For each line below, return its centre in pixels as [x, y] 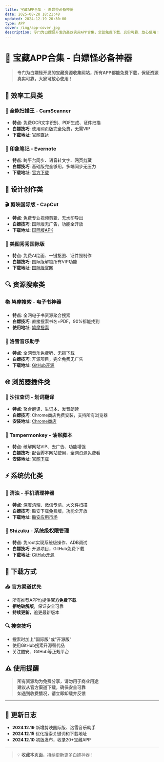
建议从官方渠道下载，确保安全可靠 [51, 687]
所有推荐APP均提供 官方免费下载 [44, 600]
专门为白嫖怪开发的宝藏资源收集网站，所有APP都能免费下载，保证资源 [88, 73]
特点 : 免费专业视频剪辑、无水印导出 [48, 218]
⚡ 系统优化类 [24, 476]
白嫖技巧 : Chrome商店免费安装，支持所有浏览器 [60, 415]
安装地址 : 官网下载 [31, 459]
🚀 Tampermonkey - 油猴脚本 [39, 435]
